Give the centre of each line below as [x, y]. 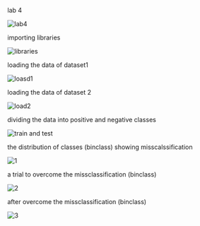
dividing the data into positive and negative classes [82, 120]
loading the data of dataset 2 [49, 92]
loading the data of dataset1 [48, 65]
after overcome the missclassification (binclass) [77, 202]
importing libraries [34, 37]
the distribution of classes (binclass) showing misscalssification [100, 147]
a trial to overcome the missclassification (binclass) [82, 174]
